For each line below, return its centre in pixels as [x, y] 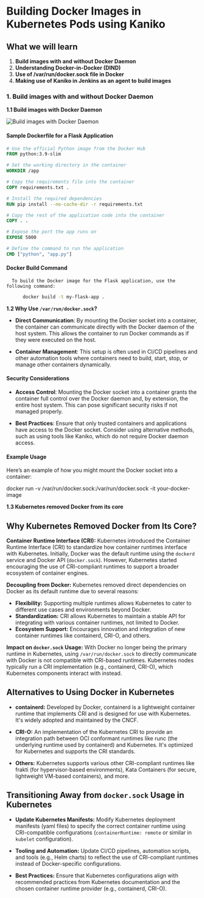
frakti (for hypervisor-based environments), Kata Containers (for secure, [106, 769]
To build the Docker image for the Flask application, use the [93, 281]
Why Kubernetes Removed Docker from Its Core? [101, 526]
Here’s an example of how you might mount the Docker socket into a [92, 470]
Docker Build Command [37, 268]
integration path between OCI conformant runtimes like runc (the [96, 738]
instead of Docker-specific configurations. [68, 863]
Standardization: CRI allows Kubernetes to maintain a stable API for [100, 616]
